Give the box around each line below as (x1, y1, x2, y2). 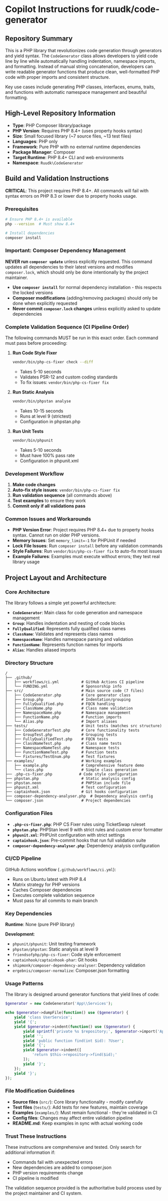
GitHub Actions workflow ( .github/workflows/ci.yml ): (5, 866, 116, 872)
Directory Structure (5, 659, 53, 666)
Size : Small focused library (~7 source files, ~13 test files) (12, 133, 131, 139)
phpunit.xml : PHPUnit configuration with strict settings (12, 832, 125, 838)
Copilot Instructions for (5, 4, 104, 15)
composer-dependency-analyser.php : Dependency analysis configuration (12, 842, 160, 849)
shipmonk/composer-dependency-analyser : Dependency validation (12, 962, 145, 968)
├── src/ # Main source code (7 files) (5, 689, 144, 694)
